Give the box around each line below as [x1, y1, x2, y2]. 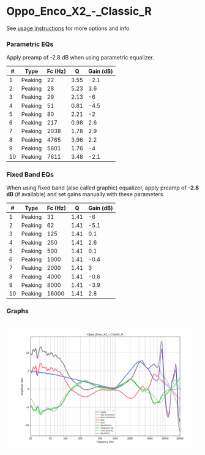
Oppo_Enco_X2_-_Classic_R [6, 4, 152, 18]
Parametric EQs [6, 40, 54, 48]
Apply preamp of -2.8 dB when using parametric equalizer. [6, 54, 154, 61]
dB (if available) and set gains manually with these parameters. [6, 191, 165, 198]
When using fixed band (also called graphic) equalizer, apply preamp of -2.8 [6, 184, 199, 191]
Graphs [6, 307, 29, 315]
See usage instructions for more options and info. [6, 25, 132, 32]
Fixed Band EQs [6, 170, 54, 178]
